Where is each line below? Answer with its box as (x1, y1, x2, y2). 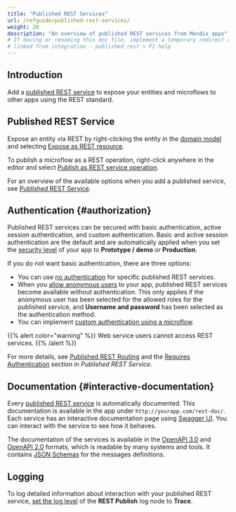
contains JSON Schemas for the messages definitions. (7, 450, 165, 458)
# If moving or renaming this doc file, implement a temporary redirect (7, 37, 225, 44)
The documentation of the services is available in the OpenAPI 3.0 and (7, 435, 211, 444)
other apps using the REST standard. (7, 95, 114, 104)
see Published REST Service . (7, 184, 91, 192)
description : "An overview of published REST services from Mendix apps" (7, 30, 228, 37)
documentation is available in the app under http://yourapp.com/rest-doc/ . (7, 406, 226, 416)
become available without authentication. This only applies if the (17, 288, 204, 296)
